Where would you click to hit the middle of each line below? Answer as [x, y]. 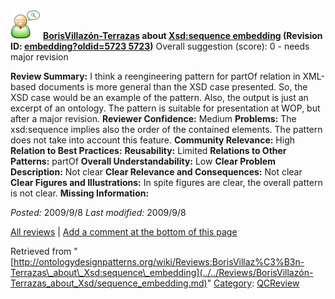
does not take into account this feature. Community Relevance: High [153, 140]
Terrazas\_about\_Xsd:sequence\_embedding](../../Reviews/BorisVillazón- [162, 272]
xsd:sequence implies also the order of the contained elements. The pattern [166, 129]
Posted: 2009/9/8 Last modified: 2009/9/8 [98, 212]
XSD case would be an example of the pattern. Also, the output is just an [159, 97]
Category [233, 283]
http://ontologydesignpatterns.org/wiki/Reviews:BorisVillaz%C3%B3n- [159, 262]
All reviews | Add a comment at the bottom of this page [124, 232]
